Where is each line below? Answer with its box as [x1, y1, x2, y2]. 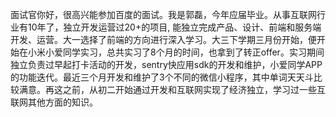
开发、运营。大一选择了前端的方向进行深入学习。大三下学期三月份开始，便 [10, 34, 317, 45]
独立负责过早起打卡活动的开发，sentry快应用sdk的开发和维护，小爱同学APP [10, 59, 323, 70]
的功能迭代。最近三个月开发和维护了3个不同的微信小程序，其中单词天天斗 [10, 71, 314, 83]
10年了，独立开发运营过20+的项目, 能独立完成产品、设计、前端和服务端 [27, 21, 322, 33]
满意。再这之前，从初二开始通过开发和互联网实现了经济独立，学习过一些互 [18, 84, 326, 95]
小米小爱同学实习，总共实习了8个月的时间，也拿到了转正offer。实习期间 [27, 46, 325, 58]
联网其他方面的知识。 [10, 96, 98, 108]
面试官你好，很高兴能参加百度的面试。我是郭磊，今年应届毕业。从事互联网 [10, 9, 317, 20]
